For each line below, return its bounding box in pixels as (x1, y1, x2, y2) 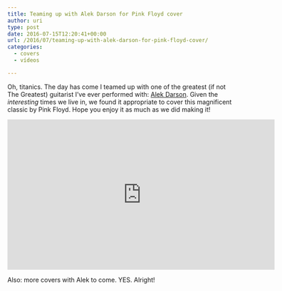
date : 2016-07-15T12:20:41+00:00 (7, 30, 107, 38)
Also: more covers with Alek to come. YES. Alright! (7, 275, 155, 284)
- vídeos (14, 57, 40, 64)
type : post (7, 23, 40, 31)
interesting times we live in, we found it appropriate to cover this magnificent (7, 97, 232, 106)
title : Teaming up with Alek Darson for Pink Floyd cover (7, 10, 183, 18)
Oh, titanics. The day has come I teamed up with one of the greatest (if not (7, 83, 226, 91)
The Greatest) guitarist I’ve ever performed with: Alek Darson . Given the (7, 90, 219, 98)
